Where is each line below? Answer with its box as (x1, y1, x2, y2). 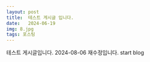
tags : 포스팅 (6, 32, 35, 38)
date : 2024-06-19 (6, 20, 56, 26)
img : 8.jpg (6, 26, 34, 32)
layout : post (6, 9, 39, 15)
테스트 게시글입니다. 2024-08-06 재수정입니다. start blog (6, 49, 145, 57)
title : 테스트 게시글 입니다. (6, 15, 74, 21)
